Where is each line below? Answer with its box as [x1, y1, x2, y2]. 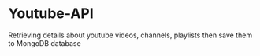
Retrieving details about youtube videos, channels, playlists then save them [8, 30, 253, 40]
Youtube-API [8, 5, 95, 23]
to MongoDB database [8, 38, 81, 47]
